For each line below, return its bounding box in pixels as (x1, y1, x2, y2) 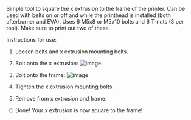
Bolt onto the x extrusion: (15, 60, 78, 67)
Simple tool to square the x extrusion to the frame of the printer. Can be (6, 5, 186, 12)
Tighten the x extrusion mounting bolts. (15, 83, 114, 90)
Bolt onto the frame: (15, 72, 66, 78)
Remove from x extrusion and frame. (15, 95, 107, 102)
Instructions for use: (6, 36, 57, 43)
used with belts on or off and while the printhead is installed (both (6, 12, 172, 19)
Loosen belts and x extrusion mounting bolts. (15, 48, 129, 55)
